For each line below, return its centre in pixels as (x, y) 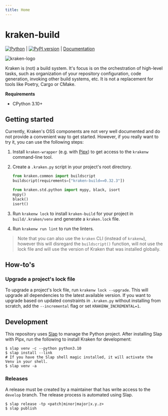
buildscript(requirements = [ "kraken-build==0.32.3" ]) (68, 181)
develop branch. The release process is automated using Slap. (69, 395)
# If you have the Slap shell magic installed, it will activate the (79, 357)
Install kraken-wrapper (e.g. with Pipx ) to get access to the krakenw (80, 152)
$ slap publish (21, 408)
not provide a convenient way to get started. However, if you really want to (82, 137)
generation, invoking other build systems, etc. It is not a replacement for (79, 79)
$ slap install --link (29, 353)
